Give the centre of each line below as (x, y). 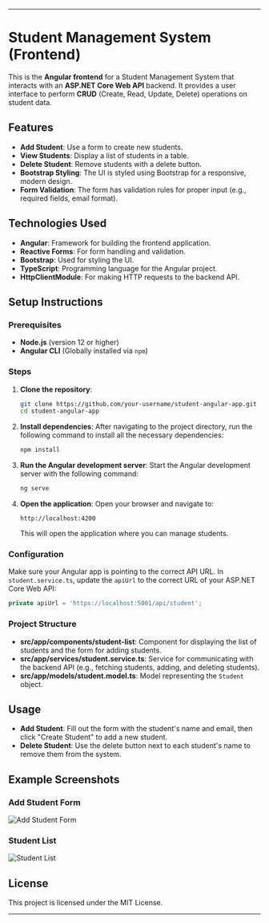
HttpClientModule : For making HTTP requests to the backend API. (130, 277)
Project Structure (42, 624)
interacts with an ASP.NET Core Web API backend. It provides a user (122, 85)
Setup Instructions (56, 302)
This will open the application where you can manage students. (124, 534)
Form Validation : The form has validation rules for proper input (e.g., (133, 189)
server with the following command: (79, 474)
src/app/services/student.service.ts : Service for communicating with (137, 658)
